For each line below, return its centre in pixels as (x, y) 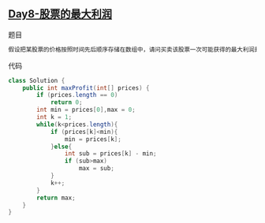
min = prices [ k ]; (93, 139)
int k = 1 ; (54, 117)
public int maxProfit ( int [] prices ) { (86, 88)
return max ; (56, 198)
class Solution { (37, 80)
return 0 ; (66, 102)
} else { (61, 147)
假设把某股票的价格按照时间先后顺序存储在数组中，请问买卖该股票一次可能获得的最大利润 (131, 50)
